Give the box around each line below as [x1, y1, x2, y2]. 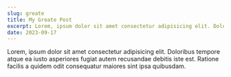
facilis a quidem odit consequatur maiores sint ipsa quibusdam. [7, 62, 186, 70]
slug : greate [7, 10, 45, 17]
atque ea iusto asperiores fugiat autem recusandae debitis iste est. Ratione [7, 55, 219, 63]
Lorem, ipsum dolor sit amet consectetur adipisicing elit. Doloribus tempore [7, 48, 221, 56]
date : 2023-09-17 [7, 29, 57, 36]
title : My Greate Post [7, 16, 72, 23]
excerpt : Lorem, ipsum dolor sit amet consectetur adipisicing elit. [7, 22, 211, 29]
